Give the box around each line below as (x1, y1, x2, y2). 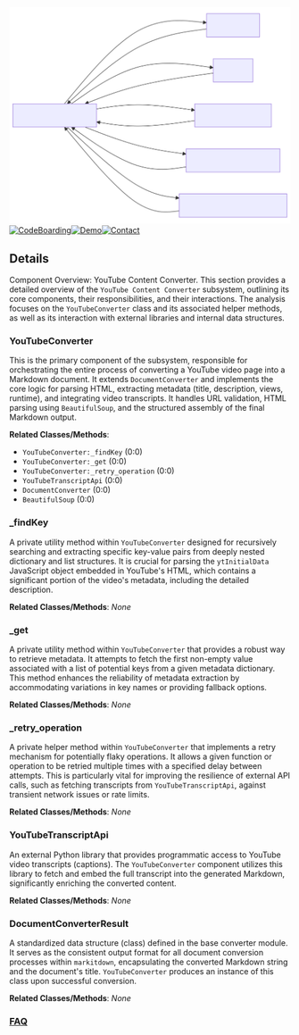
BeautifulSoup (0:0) (21, 494, 96, 505)
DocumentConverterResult (9, 917, 129, 930)
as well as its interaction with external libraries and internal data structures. (9, 313, 286, 323)
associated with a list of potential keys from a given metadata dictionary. (9, 664, 276, 674)
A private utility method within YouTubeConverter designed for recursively (9, 537, 277, 547)
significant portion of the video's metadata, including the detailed (9, 574, 250, 585)
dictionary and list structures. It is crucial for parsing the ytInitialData (9, 555, 270, 566)
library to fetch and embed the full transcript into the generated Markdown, (9, 868, 286, 879)
